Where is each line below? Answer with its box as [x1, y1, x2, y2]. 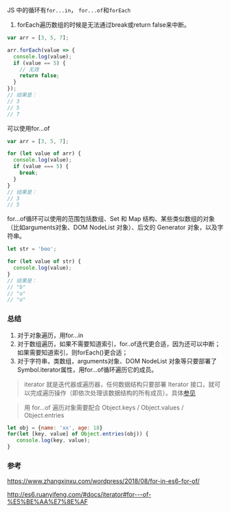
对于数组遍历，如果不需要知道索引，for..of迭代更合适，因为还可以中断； [16, 339, 221, 348]
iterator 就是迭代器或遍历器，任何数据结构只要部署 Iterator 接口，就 [23, 380, 215, 388]
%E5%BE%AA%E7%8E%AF [7, 498, 88, 506]
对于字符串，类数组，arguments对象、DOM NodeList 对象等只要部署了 [16, 356, 218, 365]
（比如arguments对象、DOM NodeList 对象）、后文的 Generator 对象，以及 [7, 223, 218, 232]
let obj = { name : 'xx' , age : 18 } [7, 424, 103, 431]
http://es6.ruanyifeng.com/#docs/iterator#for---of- [7, 491, 152, 499]
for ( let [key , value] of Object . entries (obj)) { [7, 431, 149, 438]
